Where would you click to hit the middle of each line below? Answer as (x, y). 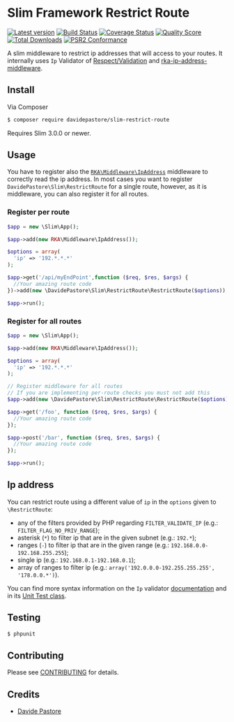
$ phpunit (22, 634)
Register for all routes (45, 321)
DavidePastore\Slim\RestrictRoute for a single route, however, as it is (107, 187)
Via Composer (28, 107)
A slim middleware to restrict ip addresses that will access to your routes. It (115, 53)
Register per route (38, 212)
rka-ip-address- (184, 60)
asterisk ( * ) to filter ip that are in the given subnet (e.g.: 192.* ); (107, 537)
